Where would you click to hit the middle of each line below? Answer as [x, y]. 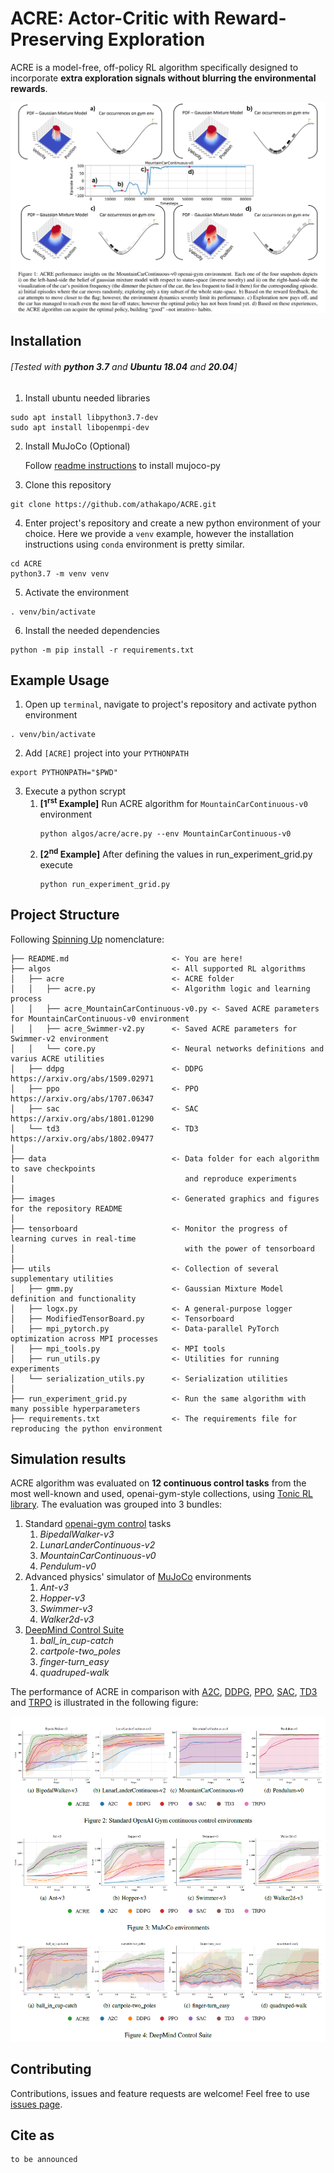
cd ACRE [26, 563]
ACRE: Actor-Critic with [110, 18]
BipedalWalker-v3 [77, 1534]
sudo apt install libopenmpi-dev [80, 427]
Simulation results [68, 1459]
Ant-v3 [54, 1588]
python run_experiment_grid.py [105, 884]
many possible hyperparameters [75, 1408]
